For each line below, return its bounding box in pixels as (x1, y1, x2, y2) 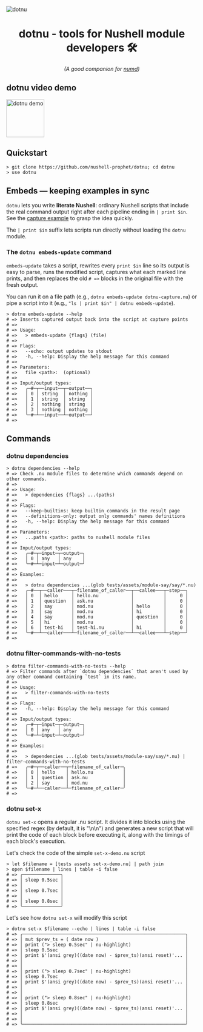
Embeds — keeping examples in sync (6, 186, 150, 196)
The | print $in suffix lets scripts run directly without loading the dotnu (6, 226, 186, 233)
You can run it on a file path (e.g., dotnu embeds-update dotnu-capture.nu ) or (6, 293, 197, 300)
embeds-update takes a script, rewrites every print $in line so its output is (6, 261, 190, 269)
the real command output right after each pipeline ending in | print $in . (6, 208, 188, 215)
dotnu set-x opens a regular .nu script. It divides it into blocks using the (6, 818, 185, 825)
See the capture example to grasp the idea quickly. (6, 215, 133, 222)
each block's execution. (6, 837, 66, 845)
